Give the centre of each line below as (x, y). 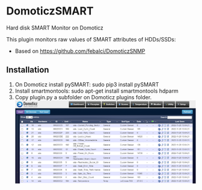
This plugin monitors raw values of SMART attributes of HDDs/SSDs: (91, 39)
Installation (28, 70)
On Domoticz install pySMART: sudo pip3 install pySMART (87, 84)
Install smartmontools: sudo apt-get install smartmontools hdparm (96, 91)
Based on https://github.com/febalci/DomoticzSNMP (80, 51)
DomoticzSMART (50, 11)
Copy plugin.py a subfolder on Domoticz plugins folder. (83, 97)
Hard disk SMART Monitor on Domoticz (55, 28)
